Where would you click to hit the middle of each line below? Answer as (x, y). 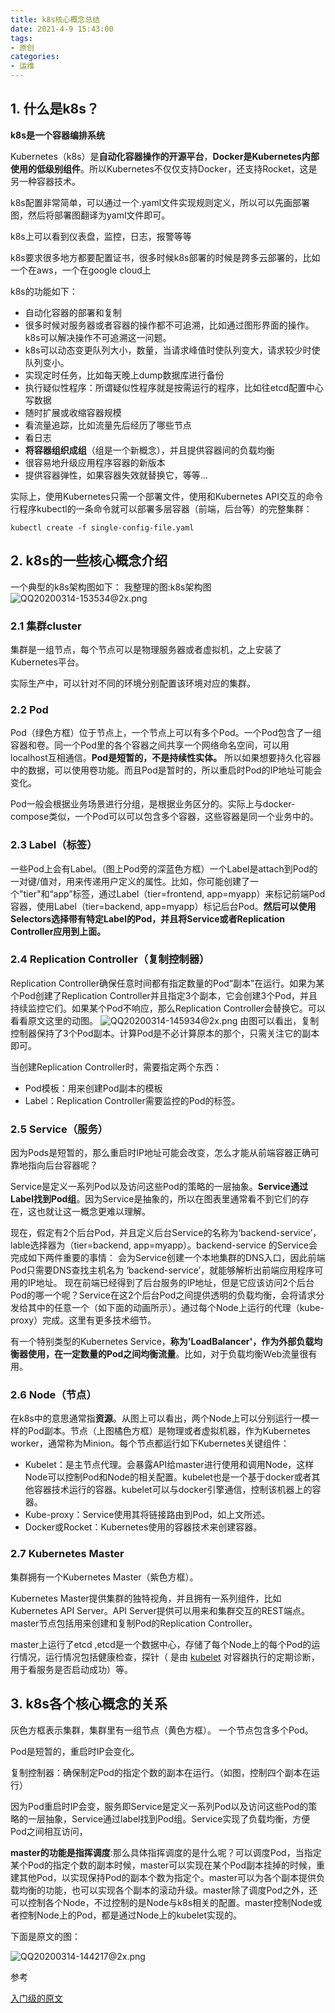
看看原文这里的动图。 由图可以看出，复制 (165, 1020)
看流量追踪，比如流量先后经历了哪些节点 (108, 425)
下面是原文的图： (45, 1936)
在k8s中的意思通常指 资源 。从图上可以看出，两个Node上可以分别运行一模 (160, 1418)
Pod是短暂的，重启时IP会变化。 (75, 1751)
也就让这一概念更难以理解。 (93, 1212)
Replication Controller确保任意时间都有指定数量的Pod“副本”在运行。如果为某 (167, 983)
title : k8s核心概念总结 (55, 19)
